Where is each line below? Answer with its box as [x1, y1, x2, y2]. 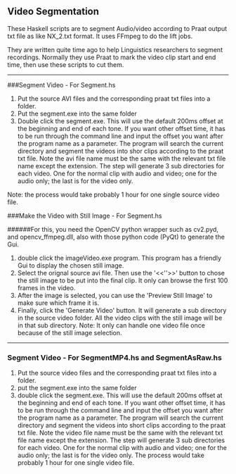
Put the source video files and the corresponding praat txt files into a [17, 369, 217, 378]
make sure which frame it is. [17, 299, 100, 307]
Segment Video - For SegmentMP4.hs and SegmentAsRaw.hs [7, 352, 223, 362]
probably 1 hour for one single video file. [17, 459, 135, 467]
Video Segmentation [7, 6, 100, 18]
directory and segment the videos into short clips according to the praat [17, 421, 226, 430]
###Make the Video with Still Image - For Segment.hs [7, 211, 162, 220]
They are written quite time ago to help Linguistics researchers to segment [7, 45, 223, 54]
